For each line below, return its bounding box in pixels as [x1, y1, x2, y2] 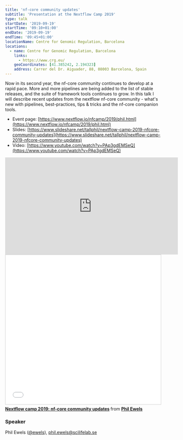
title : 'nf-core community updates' [5, 7, 80, 12]
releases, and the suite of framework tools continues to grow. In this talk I [5, 91, 154, 97]
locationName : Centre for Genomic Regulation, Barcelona [5, 39, 125, 44]
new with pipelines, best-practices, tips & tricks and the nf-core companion [5, 102, 158, 107]
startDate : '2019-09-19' [5, 21, 56, 26]
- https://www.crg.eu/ [18, 58, 65, 63]
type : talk [5, 16, 28, 21]
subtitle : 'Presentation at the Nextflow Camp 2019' [5, 12, 116, 17]
